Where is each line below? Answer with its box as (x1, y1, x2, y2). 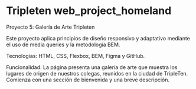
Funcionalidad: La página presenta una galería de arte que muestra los (6, 63, 178, 71)
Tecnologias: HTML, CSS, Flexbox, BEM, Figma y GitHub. (6, 52, 145, 59)
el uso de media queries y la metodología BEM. (6, 41, 120, 48)
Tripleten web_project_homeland (6, 4, 172, 18)
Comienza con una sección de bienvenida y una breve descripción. (6, 76, 170, 83)
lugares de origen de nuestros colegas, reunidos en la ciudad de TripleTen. (6, 70, 188, 77)
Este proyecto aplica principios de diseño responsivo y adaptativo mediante (6, 35, 191, 42)
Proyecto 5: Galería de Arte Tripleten (6, 23, 95, 30)
